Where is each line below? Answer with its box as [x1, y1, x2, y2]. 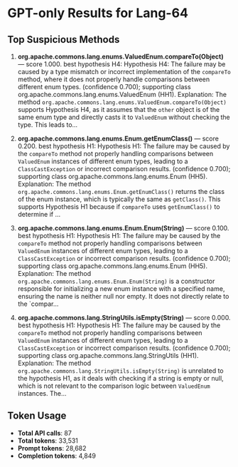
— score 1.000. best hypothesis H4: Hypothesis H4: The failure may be [17, 60, 226, 68]
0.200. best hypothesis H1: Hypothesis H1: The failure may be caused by [17, 142, 230, 150]
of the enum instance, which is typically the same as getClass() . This [17, 195, 221, 203]
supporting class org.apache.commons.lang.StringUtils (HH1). [17, 351, 199, 359]
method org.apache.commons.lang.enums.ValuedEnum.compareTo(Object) [17, 98, 227, 106]
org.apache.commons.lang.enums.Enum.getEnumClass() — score [17, 134, 219, 143]
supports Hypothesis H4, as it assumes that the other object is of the [17, 106, 220, 113]
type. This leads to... [17, 120, 78, 129]
